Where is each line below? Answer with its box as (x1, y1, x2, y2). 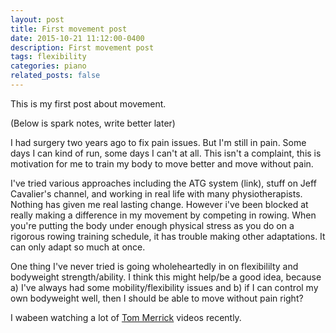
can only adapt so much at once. (10, 241, 146, 253)
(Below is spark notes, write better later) (10, 117, 176, 129)
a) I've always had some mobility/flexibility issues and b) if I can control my (10, 281, 319, 293)
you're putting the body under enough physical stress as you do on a (10, 219, 295, 231)
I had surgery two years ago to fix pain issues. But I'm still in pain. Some (10, 136, 307, 148)
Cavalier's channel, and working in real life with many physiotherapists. (10, 187, 303, 200)
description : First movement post (10, 42, 155, 53)
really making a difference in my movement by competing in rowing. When (10, 209, 317, 221)
